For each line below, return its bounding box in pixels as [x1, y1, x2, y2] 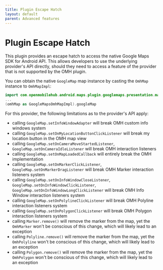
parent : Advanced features [5, 16, 60, 21]
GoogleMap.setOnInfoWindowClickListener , [12, 182, 96, 188]
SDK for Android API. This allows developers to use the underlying [5, 58, 137, 64]
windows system [12, 125, 46, 131]
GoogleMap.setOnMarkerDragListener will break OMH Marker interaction [12, 166, 154, 172]
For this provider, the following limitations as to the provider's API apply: [5, 110, 149, 116]
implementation [12, 156, 44, 162]
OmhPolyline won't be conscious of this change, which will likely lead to [12, 239, 155, 245]
